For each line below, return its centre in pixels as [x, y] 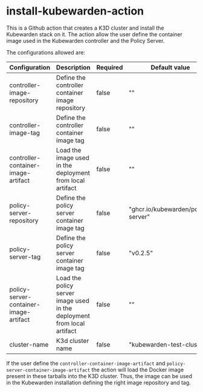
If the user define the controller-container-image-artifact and [86, 363]
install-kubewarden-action [75, 11]
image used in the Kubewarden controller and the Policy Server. [85, 41]
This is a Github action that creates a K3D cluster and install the [85, 28]
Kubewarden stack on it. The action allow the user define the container [94, 34]
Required [110, 67]
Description [73, 67]
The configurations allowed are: [46, 52]
